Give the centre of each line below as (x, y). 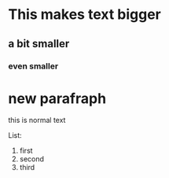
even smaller (33, 66)
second (32, 159)
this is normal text (37, 121)
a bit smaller (39, 44)
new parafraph (57, 98)
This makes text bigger (84, 15)
